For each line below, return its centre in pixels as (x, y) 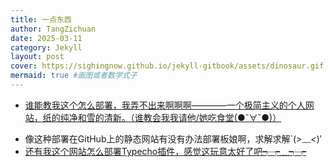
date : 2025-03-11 (46, 38)
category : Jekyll (46, 47)
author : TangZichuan (53, 29)
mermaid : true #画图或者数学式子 (74, 76)
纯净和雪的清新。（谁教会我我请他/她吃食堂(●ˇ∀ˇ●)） (170, 117)
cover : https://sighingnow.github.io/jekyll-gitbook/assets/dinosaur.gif (167, 66)
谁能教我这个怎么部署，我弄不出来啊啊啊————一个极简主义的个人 (165, 105)
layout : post (37, 57)
